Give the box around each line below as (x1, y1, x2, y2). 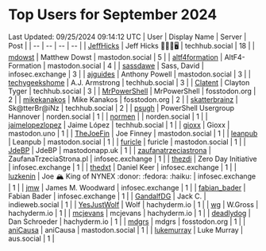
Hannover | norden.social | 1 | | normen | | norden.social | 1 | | (8, 112, 208, 121)
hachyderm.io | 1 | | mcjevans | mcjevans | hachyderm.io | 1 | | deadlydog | (8, 208, 252, 218)
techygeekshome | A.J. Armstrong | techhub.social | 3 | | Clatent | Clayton (8, 77, 250, 87)
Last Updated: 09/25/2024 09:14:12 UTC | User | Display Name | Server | (8, 32, 247, 41)
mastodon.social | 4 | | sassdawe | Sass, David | (47, 61, 204, 70)
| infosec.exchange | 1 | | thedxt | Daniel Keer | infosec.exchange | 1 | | (8, 162, 237, 172)
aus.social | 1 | (8, 233, 55, 243)
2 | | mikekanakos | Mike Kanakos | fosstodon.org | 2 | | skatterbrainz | (8, 94, 238, 104)
